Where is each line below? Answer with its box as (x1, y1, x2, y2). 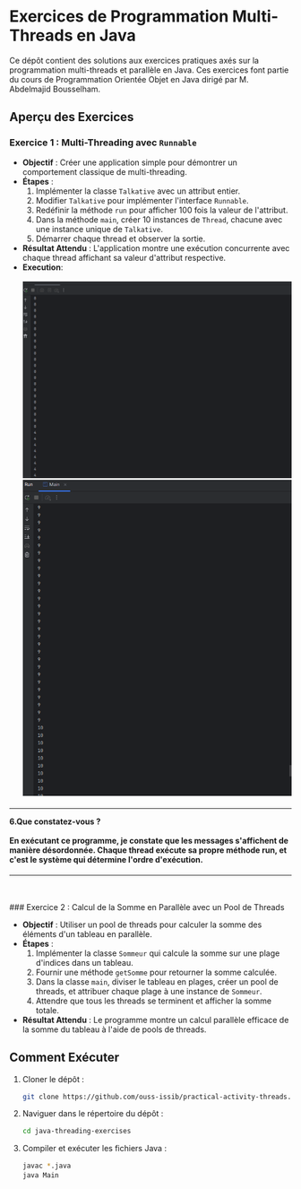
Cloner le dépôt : (21, 1073, 85, 1084)
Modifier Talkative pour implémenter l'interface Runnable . (35, 195, 249, 205)
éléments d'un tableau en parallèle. (21, 928, 152, 939)
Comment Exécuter (9, 1050, 119, 1065)
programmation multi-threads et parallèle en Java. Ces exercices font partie (9, 65, 289, 75)
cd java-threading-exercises (21, 1127, 132, 1136)
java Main (21, 1171, 60, 1180)
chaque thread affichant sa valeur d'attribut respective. (21, 252, 227, 263)
